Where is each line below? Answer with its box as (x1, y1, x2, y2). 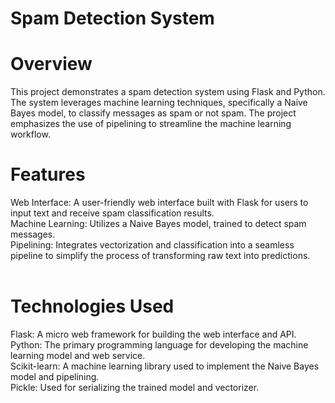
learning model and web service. (10, 350, 146, 361)
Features (10, 163, 86, 186)
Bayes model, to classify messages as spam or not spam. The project (10, 107, 297, 119)
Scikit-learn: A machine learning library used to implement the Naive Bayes (10, 360, 320, 372)
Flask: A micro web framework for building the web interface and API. (10, 328, 297, 340)
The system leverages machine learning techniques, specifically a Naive (10, 97, 308, 109)
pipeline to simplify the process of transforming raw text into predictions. (10, 250, 311, 262)
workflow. (10, 128, 51, 141)
